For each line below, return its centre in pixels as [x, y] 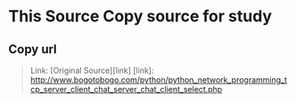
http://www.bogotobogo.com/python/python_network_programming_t [158, 80]
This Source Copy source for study [140, 16]
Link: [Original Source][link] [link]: [92, 70]
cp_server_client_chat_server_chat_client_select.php [126, 89]
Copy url [33, 49]
